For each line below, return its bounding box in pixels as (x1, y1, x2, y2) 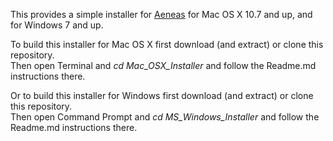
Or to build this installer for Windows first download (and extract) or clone (10, 90, 314, 101)
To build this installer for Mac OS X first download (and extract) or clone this (10, 39, 324, 50)
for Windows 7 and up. (10, 19, 104, 31)
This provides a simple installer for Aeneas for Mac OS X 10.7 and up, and (10, 9, 313, 20)
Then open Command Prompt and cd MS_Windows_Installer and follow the (10, 111, 320, 123)
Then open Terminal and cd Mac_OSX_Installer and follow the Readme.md (10, 60, 317, 71)
